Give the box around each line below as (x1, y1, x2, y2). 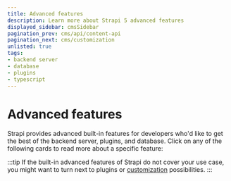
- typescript (7, 75, 46, 83)
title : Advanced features (7, 10, 83, 18)
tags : (7, 50, 23, 57)
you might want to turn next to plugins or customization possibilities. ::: (7, 166, 213, 174)
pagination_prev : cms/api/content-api (7, 30, 121, 37)
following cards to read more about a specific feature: (7, 144, 163, 153)
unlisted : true (7, 43, 52, 50)
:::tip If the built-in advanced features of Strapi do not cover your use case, (7, 158, 225, 166)
